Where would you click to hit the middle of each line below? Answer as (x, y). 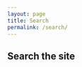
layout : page (27, 14)
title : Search (28, 21)
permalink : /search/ (38, 27)
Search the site (41, 56)
